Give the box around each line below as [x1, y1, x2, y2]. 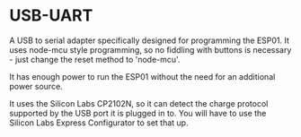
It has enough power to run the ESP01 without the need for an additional [9, 71, 276, 81]
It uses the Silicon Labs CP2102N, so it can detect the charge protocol [9, 98, 269, 108]
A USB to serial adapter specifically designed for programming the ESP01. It [9, 35, 290, 46]
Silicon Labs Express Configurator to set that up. [9, 117, 189, 128]
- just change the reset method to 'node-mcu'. [9, 54, 181, 64]
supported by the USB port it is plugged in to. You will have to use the [9, 107, 267, 118]
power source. [9, 81, 63, 91]
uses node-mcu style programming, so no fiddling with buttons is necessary [9, 44, 292, 55]
